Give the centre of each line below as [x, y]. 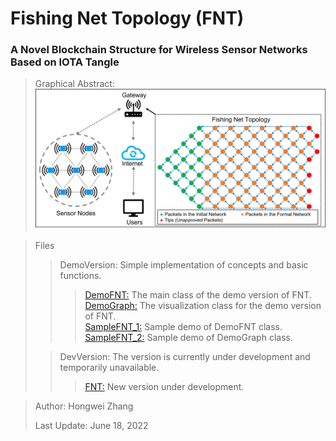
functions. [80, 276]
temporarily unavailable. [109, 368]
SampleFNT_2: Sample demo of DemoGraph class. [188, 338]
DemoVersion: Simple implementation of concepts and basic [184, 265]
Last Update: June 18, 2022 [91, 426]
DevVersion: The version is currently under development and [185, 357]
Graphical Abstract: [74, 84]
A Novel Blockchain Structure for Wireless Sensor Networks [159, 50]
